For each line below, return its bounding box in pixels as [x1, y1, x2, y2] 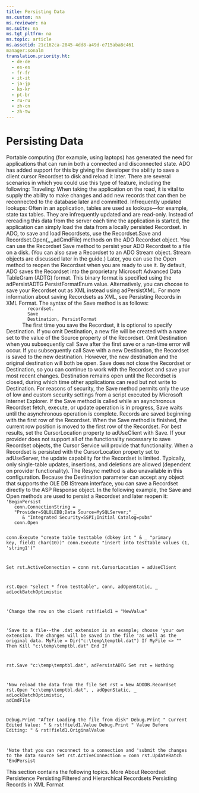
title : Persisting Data [6, 8, 65, 15]
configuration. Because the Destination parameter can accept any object [6, 473, 184, 481]
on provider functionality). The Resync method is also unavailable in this [6, 467, 182, 475]
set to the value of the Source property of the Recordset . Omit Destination [6, 334, 187, 342]
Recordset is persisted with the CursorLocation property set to [6, 448, 159, 456]
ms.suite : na [6, 25, 39, 32]
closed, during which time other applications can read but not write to [6, 379, 177, 386]
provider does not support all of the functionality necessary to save [6, 436, 171, 443]
